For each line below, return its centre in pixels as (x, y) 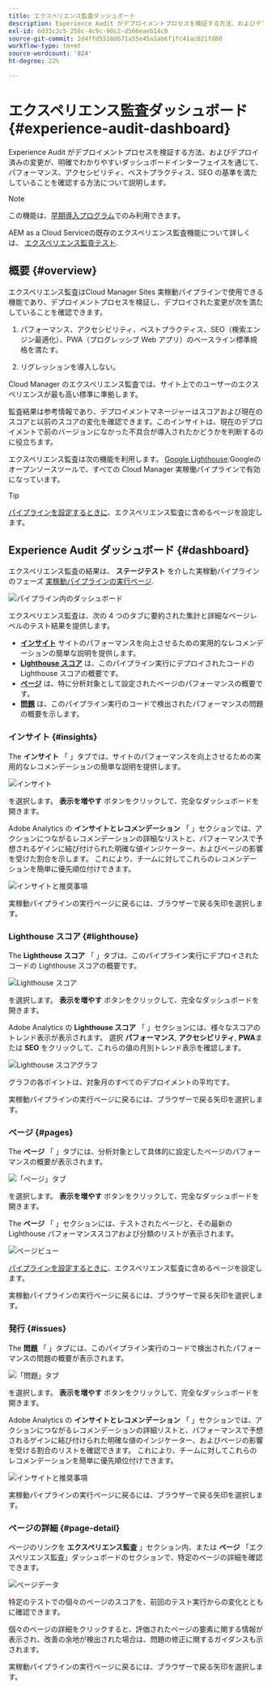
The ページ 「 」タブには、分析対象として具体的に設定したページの (121, 1152)
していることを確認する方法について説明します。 (89, 182)
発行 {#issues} (38, 1328)
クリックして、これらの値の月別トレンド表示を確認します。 (147, 1048)
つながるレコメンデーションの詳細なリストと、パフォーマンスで (150, 838)
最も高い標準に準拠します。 (97, 394)
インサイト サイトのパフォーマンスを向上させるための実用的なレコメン (138, 643)
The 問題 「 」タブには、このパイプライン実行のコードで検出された (121, 1348)
